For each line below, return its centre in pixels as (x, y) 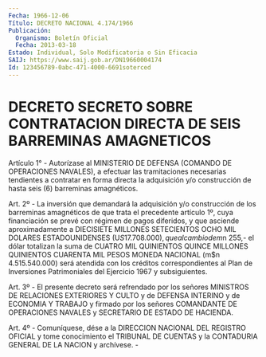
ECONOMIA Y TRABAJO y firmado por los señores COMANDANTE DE (123, 304)
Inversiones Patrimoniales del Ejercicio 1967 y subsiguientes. (108, 271)
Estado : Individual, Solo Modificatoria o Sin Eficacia (103, 53)
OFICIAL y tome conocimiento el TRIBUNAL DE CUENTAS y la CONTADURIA (133, 336)
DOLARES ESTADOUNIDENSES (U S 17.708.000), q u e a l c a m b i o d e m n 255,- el (131, 237)
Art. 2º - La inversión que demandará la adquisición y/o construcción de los (132, 203)
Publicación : (30, 30)
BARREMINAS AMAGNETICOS (110, 141)
